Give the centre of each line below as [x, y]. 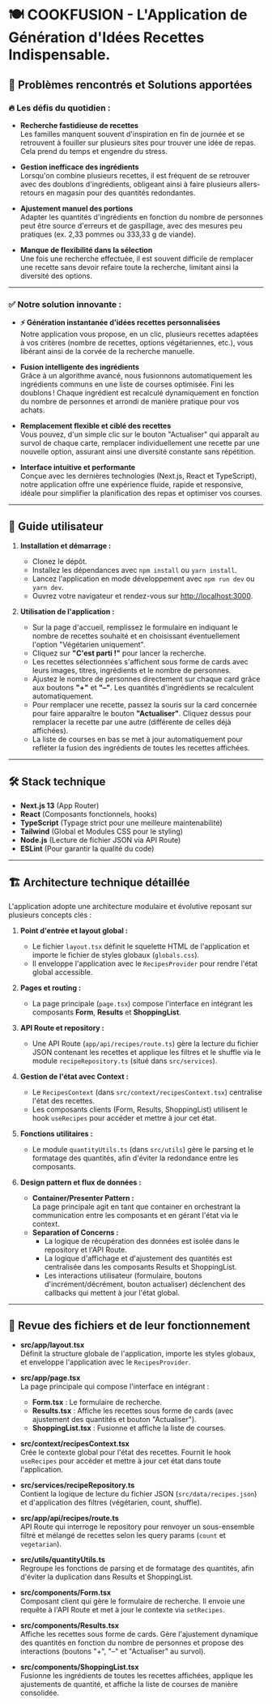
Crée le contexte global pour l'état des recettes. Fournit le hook [125, 1452]
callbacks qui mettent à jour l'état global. [112, 1292]
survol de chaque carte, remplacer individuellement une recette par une [140, 443]
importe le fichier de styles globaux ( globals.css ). [116, 954]
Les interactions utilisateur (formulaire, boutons [123, 1275]
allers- [249, 184]
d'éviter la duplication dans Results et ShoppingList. [106, 1577]
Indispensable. [59, 55]
